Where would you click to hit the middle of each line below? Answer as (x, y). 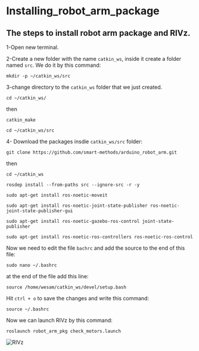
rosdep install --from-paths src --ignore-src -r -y (73, 185)
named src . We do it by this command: (54, 65)
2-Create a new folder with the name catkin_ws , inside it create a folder (94, 59)
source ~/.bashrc (28, 309)
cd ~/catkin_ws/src (30, 131)
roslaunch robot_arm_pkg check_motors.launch (63, 331)
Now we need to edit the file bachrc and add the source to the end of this (96, 248)
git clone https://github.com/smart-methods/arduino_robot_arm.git (92, 153)
